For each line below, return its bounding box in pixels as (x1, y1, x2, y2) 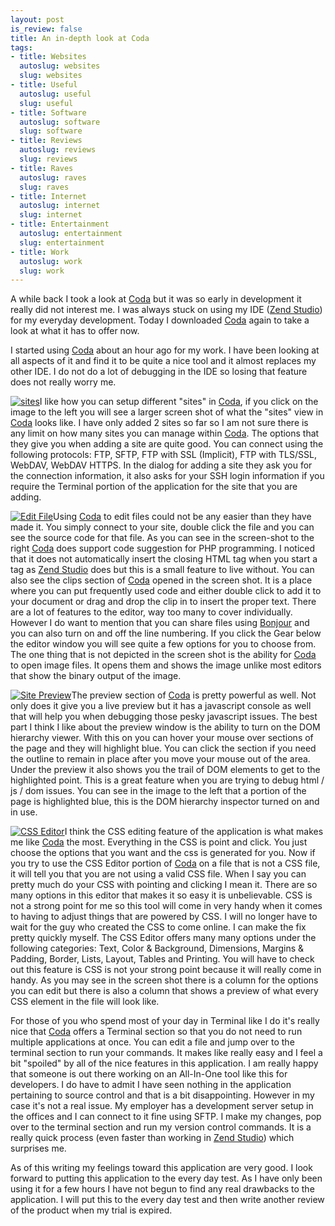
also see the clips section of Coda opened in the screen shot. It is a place (10, 574, 313, 586)
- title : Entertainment (10, 219, 110, 230)
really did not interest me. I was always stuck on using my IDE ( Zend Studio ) (10, 304, 323, 316)
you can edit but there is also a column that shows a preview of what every (10, 985, 319, 997)
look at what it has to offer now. (10, 325, 140, 337)
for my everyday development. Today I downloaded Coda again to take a (10, 314, 310, 326)
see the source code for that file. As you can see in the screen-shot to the (10, 532, 315, 544)
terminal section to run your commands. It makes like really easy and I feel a (10, 1047, 323, 1059)
